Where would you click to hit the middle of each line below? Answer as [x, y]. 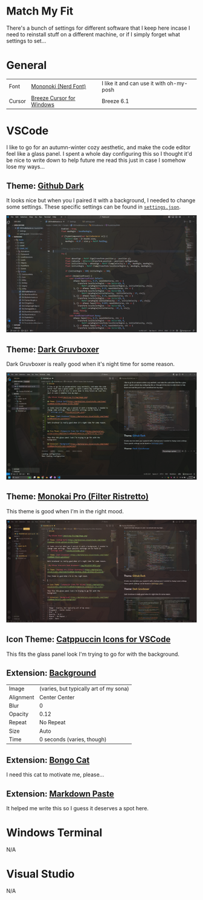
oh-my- [178, 83]
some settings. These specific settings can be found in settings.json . [94, 207]
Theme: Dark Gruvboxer [53, 349]
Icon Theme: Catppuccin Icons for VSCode [89, 640]
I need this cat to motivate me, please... [55, 775]
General [27, 65]
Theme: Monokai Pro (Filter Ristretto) [78, 497]
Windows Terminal [54, 833]
